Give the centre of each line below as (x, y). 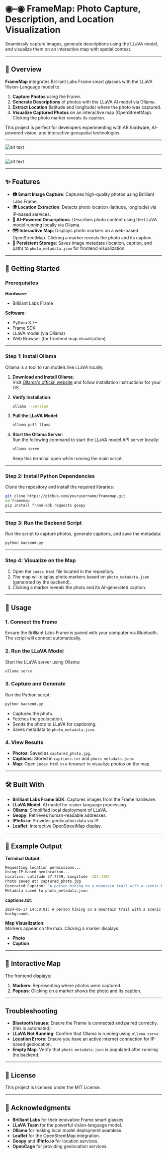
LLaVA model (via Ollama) (39, 333)
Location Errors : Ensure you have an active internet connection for (81, 1039)
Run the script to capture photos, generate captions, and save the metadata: (83, 534)
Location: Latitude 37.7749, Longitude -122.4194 (58, 877)
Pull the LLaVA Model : (35, 416)
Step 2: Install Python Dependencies (50, 476)
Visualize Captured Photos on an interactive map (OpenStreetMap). (82, 112)
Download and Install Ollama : (43, 377)
